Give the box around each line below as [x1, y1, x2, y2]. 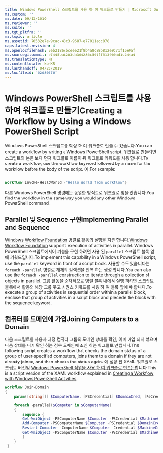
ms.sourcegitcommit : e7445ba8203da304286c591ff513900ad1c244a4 [5, 52, 136, 57]
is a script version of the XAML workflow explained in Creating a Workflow [5, 370, 154, 376]
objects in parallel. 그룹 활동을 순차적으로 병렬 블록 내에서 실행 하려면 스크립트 [5, 278, 154, 284]
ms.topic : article [5, 35, 42, 39]
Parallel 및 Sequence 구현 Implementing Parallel [5, 216, 149, 224]
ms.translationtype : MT [5, 57, 53, 62]
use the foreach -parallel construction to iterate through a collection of [5, 272, 150, 278]
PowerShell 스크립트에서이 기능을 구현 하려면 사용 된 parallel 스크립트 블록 [5, 248, 149, 254]
